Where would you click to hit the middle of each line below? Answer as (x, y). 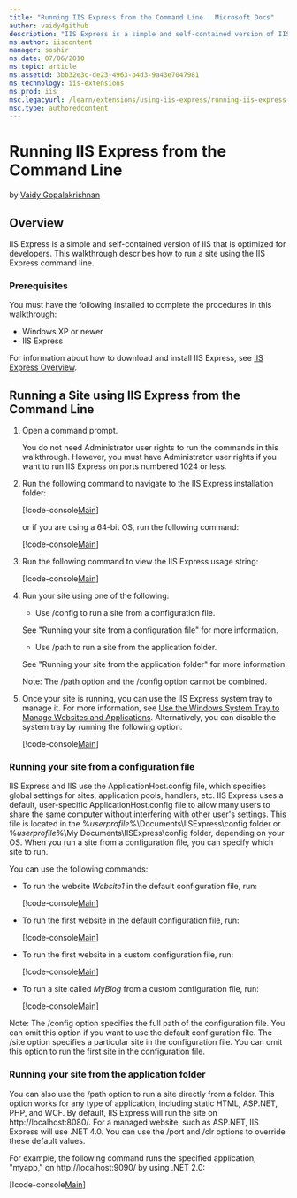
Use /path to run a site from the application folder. (126, 648)
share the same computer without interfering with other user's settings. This (148, 814)
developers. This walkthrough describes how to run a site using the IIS (137, 253)
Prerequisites (38, 286)
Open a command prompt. (70, 431)
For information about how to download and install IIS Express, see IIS (136, 358)
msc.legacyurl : (37, 100)
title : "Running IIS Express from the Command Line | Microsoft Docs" (142, 17)
